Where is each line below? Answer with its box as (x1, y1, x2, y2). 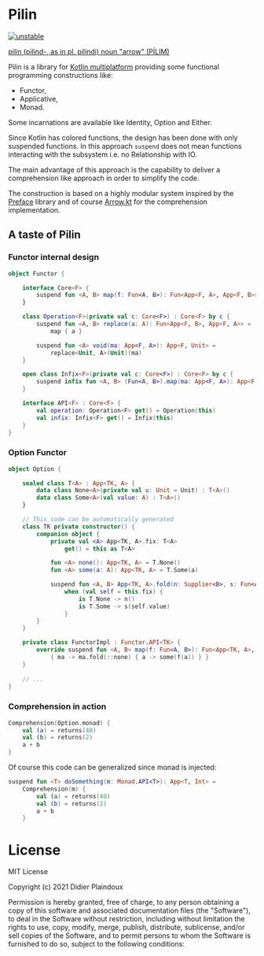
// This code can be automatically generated (22, 516, 174, 524)
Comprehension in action (8, 701, 107, 712)
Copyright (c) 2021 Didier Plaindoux (8, 882, 123, 891)
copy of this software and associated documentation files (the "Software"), (8, 906, 251, 915)
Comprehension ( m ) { (22, 785, 86, 793)
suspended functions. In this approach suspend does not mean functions (8, 141, 242, 150)
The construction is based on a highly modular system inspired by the (8, 188, 234, 198)
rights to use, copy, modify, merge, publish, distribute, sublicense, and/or (8, 923, 245, 932)
